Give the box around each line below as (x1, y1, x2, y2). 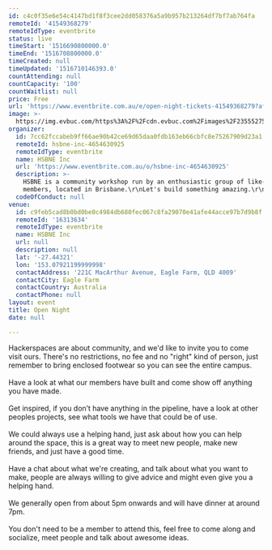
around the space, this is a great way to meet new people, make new (8, 437, 238, 447)
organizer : (8, 125, 45, 133)
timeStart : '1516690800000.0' (8, 42, 111, 50)
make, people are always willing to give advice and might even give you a (8, 472, 253, 482)
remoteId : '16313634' (15, 216, 89, 224)
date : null (8, 313, 45, 321)
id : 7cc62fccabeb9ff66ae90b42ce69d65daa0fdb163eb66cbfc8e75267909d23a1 (15, 132, 263, 140)
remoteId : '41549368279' (8, 19, 92, 28)
